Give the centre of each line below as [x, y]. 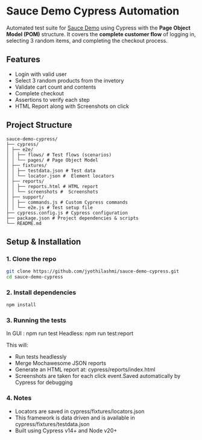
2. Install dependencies [41, 292]
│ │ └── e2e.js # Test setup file [50, 207]
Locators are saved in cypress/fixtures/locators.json [80, 411]
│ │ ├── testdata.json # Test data [51, 171]
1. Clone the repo [31, 259]
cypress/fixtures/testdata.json [52, 424]
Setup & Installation [44, 241]
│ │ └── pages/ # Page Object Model [52, 160]
